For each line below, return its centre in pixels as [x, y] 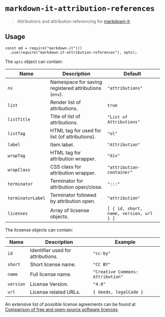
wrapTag [16, 156]
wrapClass [19, 170]
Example [125, 242]
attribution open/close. [76, 187]
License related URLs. [55, 292]
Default [132, 74]
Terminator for [67, 181]
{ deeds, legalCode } [118, 292]
